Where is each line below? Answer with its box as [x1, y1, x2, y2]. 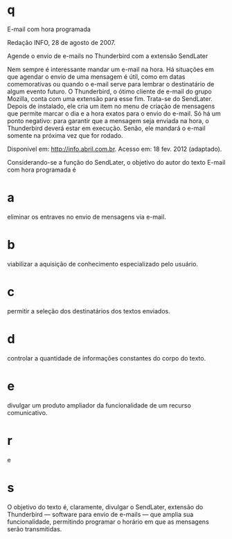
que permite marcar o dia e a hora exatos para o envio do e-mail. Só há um [7, 109, 222, 118]
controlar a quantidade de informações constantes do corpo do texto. [7, 354, 206, 362]
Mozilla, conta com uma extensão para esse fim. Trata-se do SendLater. [7, 94, 213, 102]
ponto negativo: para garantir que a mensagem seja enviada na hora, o [7, 116, 209, 125]
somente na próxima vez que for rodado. [7, 131, 123, 140]
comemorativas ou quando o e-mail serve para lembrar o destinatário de [7, 80, 215, 88]
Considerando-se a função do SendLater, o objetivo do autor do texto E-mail [7, 158, 226, 166]
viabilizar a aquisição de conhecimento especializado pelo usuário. [7, 259, 199, 268]
